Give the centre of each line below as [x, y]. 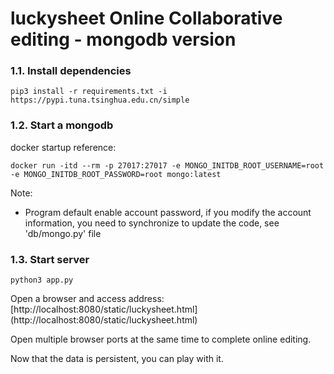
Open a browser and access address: [87, 299]
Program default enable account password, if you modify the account [168, 212]
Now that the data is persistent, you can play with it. [117, 359]
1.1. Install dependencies [71, 71]
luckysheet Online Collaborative [146, 18]
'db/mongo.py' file [63, 233]
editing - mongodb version [123, 39]
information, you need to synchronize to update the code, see [152, 223]
